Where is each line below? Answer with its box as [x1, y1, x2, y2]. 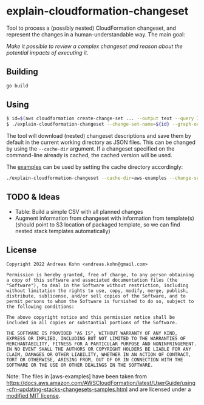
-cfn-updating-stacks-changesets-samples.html [6, 386, 127, 393]
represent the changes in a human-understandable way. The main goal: [6, 30, 185, 38]
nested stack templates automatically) [15, 227, 110, 234]
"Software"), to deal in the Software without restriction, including [6, 282, 189, 288]
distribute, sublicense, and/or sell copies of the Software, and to [6, 293, 186, 299]
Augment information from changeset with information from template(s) [15, 214, 194, 222]
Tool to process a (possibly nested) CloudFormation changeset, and [6, 24, 176, 32]
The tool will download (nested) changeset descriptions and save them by [6, 132, 191, 140]
